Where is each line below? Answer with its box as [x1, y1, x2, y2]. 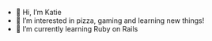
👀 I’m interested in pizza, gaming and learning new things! [15, 16, 205, 25]
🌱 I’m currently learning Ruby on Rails [15, 24, 138, 33]
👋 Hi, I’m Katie [15, 8, 62, 17]
